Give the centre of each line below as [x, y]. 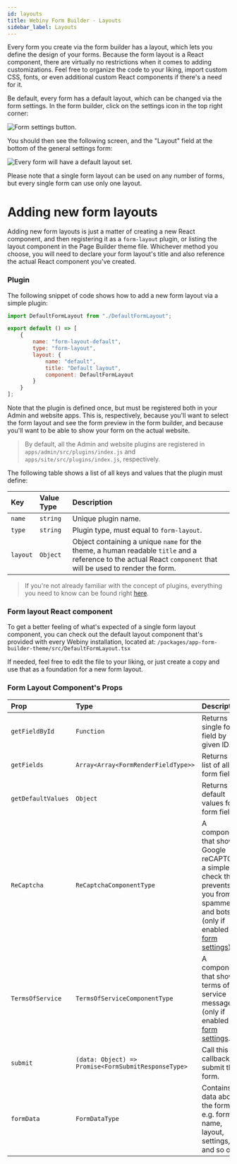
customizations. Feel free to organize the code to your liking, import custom [117, 70]
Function [90, 731]
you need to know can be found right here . [87, 593]
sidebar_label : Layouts [42, 27]
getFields [27, 765]
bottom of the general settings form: [60, 149]
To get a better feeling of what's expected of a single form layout [102, 627]
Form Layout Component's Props [65, 688]
